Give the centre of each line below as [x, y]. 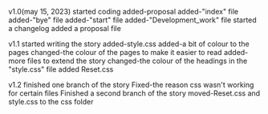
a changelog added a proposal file [65, 28]
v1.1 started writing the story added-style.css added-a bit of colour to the [129, 44]
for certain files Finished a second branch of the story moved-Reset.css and [134, 93]
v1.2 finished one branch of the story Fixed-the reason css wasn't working [131, 85]
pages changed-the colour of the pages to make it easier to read [115, 52]
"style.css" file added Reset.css [61, 69]
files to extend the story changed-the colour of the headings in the [137, 61]
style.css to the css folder [51, 102]
